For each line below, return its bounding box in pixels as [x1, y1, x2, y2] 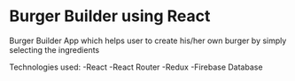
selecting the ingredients [9, 44, 100, 55]
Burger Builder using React [9, 6, 211, 26]
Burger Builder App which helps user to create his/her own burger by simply [9, 35, 287, 46]
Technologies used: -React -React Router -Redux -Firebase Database [9, 62, 263, 72]
